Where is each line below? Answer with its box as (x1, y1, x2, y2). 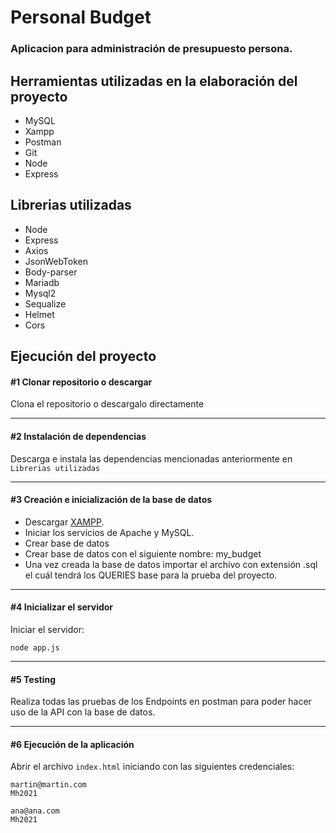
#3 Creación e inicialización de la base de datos (10, 494, 213, 506)
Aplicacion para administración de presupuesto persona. (10, 42, 293, 56)
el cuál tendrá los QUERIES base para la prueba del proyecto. (24, 569, 278, 581)
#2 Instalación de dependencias (10, 430, 147, 442)
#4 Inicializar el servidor (10, 601, 114, 613)
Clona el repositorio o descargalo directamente (10, 398, 205, 410)
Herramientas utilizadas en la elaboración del (10, 72, 298, 90)
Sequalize (24, 297, 67, 310)
